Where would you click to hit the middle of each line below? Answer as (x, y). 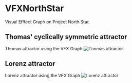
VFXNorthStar (35, 8)
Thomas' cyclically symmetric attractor (66, 37)
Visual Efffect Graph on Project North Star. (47, 22)
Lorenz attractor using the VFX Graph (43, 75)
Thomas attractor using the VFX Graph (44, 48)
